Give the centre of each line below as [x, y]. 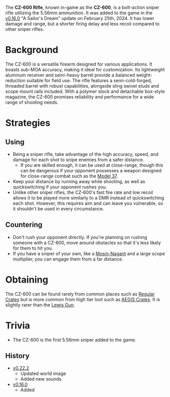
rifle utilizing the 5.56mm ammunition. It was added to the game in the [79, 13]
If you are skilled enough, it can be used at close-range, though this [92, 165]
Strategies [28, 123]
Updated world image [43, 373]
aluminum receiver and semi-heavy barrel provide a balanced [70, 75]
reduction [15, 80]
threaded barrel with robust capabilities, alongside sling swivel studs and [82, 86]
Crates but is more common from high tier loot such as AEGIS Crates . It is [83, 299]
